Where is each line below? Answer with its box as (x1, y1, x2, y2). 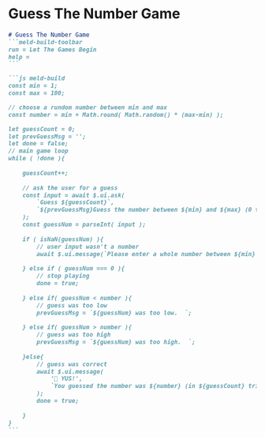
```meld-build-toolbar (8, 38, 83, 46)
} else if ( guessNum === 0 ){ (22, 265, 125, 273)
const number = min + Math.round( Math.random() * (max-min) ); (8, 111, 224, 119)
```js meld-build (8, 74, 65, 83)
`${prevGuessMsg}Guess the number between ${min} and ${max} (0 (36, 206, 252, 214)
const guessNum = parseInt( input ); (22, 220, 147, 229)
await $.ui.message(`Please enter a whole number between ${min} (36, 250, 256, 258)
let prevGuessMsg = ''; (8, 132, 87, 141)
